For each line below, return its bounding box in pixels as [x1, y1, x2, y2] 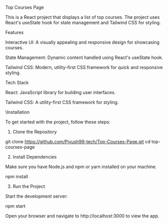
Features [5, 29, 24, 35]
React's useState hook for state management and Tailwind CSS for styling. [5, 20, 161, 25]
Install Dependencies [12, 154, 57, 159]
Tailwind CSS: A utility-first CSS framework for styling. [5, 99, 119, 105]
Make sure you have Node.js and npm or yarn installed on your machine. [5, 164, 157, 170]
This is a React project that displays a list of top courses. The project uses [5, 14, 160, 20]
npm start [5, 203, 26, 209]
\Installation [5, 109, 30, 115]
